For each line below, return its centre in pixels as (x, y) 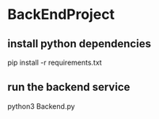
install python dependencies (79, 44)
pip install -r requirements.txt (55, 62)
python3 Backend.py (42, 106)
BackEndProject (61, 15)
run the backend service (69, 87)
